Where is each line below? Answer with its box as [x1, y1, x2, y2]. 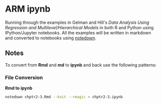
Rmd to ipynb [5, 85, 33, 91]
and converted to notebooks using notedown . [5, 35, 96, 41]
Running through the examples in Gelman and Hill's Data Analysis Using [5, 19, 149, 25]
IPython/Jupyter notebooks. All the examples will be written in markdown [5, 30, 151, 35]
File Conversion [5, 74, 43, 81]
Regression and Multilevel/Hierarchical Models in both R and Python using [5, 24, 154, 30]
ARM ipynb [5, 3, 51, 15]
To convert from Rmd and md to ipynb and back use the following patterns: [5, 62, 157, 68]
